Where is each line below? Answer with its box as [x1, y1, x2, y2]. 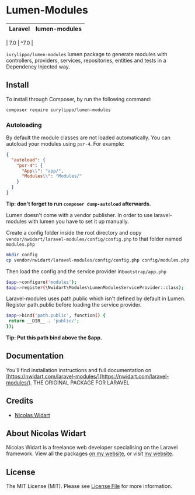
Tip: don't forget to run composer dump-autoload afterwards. [6, 200, 151, 207]
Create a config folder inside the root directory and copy [6, 229, 142, 236]
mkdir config [6, 252, 38, 257]
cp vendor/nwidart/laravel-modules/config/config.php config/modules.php [6, 257, 190, 263]
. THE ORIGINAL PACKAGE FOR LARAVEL [30, 379, 130, 386]
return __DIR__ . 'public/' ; [8, 318, 80, 324]
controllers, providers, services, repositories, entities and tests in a [6, 57, 166, 64]
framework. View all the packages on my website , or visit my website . [6, 450, 174, 457]
